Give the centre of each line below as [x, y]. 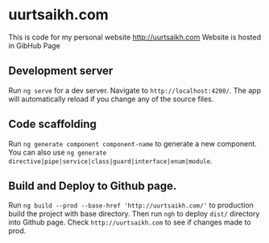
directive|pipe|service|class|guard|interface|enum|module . [110, 161]
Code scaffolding [52, 124]
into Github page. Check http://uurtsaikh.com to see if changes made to [130, 222]
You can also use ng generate [58, 152]
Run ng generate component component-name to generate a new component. [133, 143]
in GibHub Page [34, 45]
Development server [61, 71]
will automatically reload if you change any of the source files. [111, 99]
